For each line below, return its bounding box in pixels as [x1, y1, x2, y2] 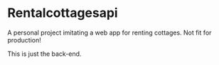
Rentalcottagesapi [7, 5, 119, 21]
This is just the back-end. [7, 49, 82, 58]
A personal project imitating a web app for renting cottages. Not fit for [7, 28, 212, 37]
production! [7, 35, 41, 44]
